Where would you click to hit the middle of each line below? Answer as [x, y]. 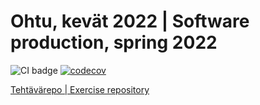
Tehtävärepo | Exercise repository [80, 89]
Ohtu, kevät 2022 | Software [130, 21]
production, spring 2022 [114, 42]
